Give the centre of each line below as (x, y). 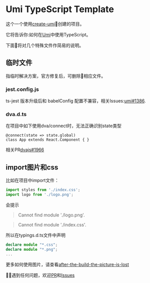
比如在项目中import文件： (32, 181)
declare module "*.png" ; (32, 249)
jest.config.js (22, 89)
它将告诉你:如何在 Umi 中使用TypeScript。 (48, 34)
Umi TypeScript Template (60, 9)
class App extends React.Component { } (48, 140)
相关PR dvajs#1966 (25, 150)
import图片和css (32, 167)
